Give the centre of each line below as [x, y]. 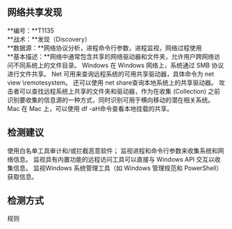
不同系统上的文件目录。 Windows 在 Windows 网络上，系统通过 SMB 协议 [118, 65]
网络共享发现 [35, 12]
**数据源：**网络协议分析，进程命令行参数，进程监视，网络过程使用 [105, 48]
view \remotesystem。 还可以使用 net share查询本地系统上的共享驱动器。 [112, 83]
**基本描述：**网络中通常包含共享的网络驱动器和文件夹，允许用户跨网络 [111, 56]
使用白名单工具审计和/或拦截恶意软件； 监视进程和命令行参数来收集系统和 [113, 151]
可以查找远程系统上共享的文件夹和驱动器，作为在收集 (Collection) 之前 [120, 91]
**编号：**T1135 [31, 31]
